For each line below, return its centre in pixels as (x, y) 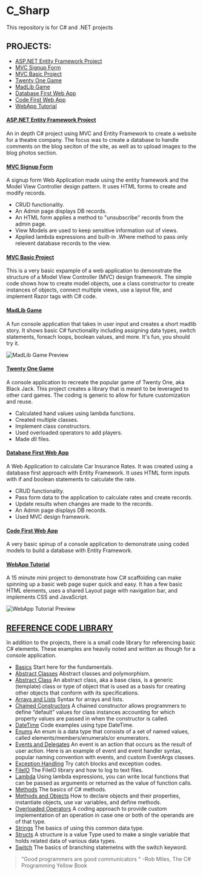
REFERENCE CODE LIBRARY (60, 628)
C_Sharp (28, 11)
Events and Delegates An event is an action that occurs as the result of (103, 744)
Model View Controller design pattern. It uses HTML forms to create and (96, 187)
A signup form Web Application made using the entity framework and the (98, 180)
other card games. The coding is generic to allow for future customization (98, 395)
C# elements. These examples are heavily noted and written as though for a (101, 649)
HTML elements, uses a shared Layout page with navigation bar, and (92, 591)
